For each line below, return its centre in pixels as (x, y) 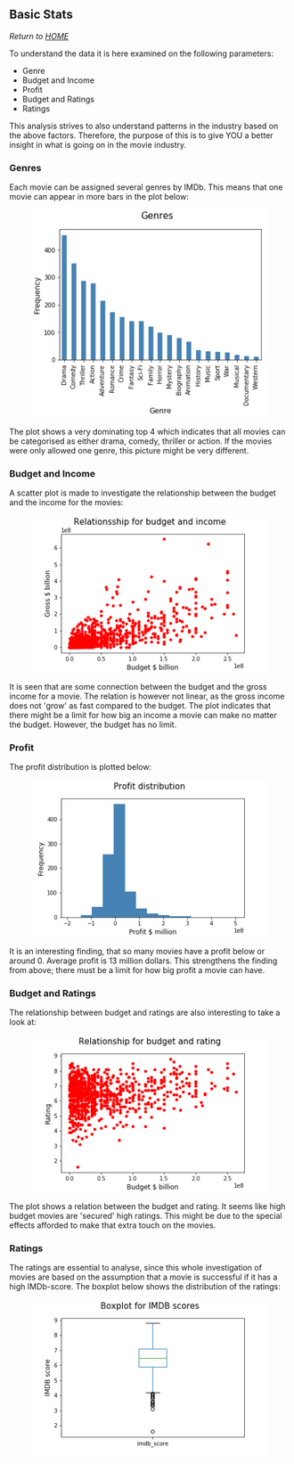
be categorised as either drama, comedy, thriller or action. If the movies (141, 441)
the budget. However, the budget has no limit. (93, 724)
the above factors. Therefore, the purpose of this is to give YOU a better (141, 135)
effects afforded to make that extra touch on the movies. (113, 1225)
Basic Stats (41, 15)
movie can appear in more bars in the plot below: (99, 197)
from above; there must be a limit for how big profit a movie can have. (137, 969)
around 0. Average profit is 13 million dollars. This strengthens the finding (143, 961)
